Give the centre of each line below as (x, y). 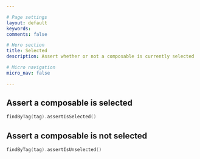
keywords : (19, 29)
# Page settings (27, 17)
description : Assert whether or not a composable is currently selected (100, 56)
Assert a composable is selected (69, 103)
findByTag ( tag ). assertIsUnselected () (54, 150)
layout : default (27, 23)
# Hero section (26, 45)
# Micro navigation (31, 67)
